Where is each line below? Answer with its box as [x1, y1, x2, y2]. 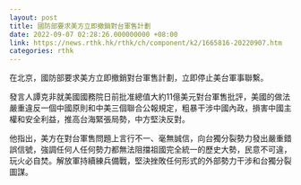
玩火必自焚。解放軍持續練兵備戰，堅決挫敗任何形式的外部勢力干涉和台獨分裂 [9, 155, 292, 166]
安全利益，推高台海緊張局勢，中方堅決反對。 [24, 114, 190, 125]
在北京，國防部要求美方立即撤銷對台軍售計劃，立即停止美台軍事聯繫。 [9, 73, 269, 84]
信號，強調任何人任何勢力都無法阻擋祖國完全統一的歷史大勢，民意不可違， [16, 145, 292, 155]
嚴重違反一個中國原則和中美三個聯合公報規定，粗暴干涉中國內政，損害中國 [9, 102, 284, 113]
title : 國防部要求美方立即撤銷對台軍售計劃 [9, 22, 151, 31]
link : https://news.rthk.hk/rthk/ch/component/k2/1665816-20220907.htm [9, 38, 282, 48]
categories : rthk [9, 47, 74, 56]
